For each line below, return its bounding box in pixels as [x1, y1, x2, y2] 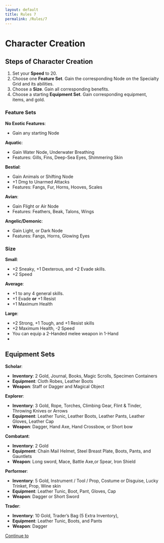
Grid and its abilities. [12, 81, 54, 87]
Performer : [5, 468, 28, 474]
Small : [5, 256, 18, 262]
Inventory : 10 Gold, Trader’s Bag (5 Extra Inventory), [12, 512, 119, 518]
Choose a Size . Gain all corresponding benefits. [12, 86, 109, 92]
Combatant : [5, 433, 31, 439]
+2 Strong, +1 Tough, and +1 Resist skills [12, 320, 95, 326]
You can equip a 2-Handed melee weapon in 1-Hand [12, 330, 119, 336]
